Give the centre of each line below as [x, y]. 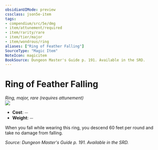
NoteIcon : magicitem [26, 55]
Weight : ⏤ [23, 118]
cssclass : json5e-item [28, 14]
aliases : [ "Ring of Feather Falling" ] [45, 46]
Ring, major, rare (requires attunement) [45, 98]
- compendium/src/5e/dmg [30, 23]
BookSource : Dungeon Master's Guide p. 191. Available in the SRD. [75, 60]
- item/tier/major [24, 37]
